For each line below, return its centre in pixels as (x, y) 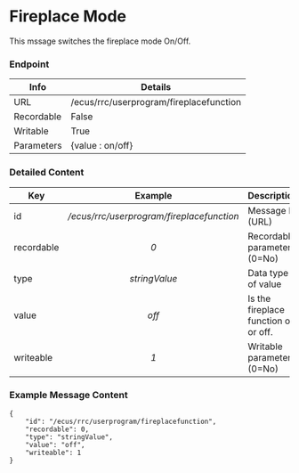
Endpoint (29, 64)
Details (156, 87)
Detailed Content (47, 173)
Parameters (38, 146)
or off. (260, 331)
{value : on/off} (102, 146)
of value (265, 284)
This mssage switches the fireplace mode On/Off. (100, 41)
